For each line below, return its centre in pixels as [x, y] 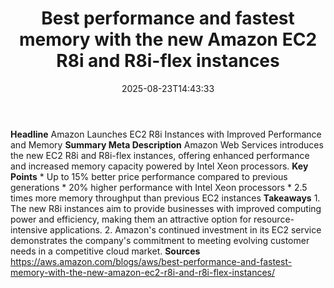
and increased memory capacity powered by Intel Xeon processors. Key [159, 166]
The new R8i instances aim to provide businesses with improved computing [166, 208]
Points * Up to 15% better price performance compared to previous [149, 176]
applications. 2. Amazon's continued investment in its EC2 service [185, 229]
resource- [274, 219]
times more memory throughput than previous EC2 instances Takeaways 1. [165, 198]
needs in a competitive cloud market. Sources [105, 251]
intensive [29, 229]
